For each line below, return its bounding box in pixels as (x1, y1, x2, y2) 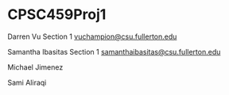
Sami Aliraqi (7, 78, 47, 87)
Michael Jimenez (7, 62, 64, 72)
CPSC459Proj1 (7, 6, 107, 24)
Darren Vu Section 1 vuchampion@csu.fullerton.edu (7, 32, 177, 41)
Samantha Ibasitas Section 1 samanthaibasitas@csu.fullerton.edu (7, 47, 221, 56)
